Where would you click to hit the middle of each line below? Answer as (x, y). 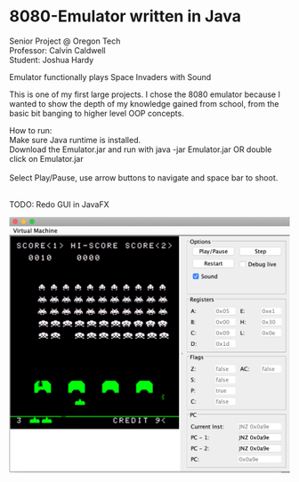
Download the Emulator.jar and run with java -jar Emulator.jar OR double (141, 149)
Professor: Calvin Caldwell (57, 50)
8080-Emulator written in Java (125, 16)
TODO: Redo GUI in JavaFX (59, 204)
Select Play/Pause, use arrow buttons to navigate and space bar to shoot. (144, 177)
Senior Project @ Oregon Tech (65, 41)
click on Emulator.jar (46, 158)
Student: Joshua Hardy (52, 60)
